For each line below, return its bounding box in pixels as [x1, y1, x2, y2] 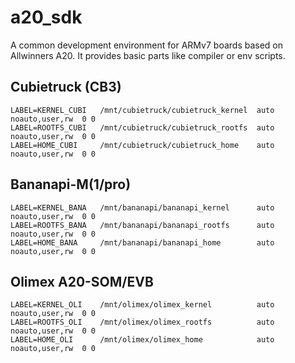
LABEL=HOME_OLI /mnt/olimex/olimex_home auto [10, 335, 275, 345]
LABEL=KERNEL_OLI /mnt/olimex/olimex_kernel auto [10, 300, 275, 310]
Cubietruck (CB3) [10, 79, 122, 96]
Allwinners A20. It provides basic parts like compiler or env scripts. [10, 49, 286, 61]
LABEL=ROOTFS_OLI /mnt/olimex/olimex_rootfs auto [10, 317, 275, 328]
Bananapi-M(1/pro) [10, 176, 132, 193]
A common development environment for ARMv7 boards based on [10, 39, 284, 51]
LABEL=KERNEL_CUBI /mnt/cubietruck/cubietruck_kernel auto [10, 105, 275, 115]
